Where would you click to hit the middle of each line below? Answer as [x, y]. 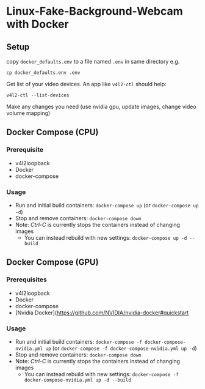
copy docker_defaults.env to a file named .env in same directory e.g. [93, 61]
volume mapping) [28, 113]
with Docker [38, 24]
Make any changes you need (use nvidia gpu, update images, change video [101, 106]
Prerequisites [27, 280]
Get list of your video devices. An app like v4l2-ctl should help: [86, 84]
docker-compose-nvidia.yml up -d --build [77, 380]
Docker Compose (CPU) [52, 132]
